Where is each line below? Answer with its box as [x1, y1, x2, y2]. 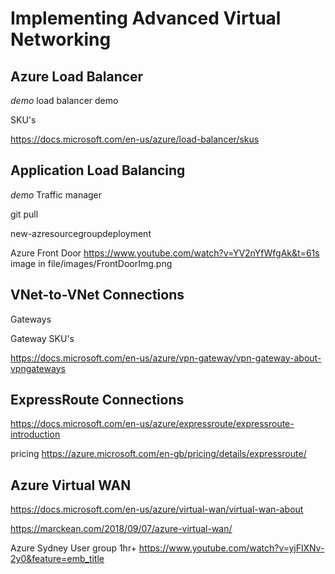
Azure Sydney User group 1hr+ [10, 542, 137, 554]
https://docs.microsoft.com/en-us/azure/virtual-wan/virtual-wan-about [10, 503, 304, 516]
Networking [10, 28, 112, 51]
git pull [10, 208, 39, 220]
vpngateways [10, 362, 66, 374]
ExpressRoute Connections [10, 392, 185, 409]
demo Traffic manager [10, 188, 103, 201]
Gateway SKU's [10, 332, 75, 344]
